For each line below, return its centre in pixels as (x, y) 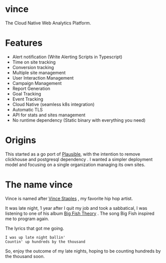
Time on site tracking (34, 62)
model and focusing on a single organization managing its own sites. (75, 165)
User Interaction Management (43, 78)
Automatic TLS (28, 109)
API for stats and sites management (49, 115)
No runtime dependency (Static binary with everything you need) (79, 120)
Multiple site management (39, 73)
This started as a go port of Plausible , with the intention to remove (73, 154)
